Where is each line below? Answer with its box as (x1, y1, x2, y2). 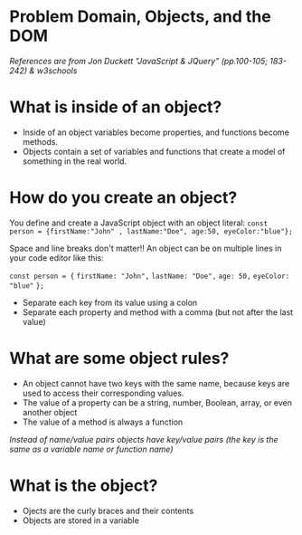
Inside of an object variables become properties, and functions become (22, 127, 289, 138)
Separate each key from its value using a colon (22, 297, 198, 308)
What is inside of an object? (9, 97, 222, 118)
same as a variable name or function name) (9, 444, 174, 454)
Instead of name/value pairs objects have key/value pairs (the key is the (9, 434, 278, 444)
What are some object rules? (9, 349, 230, 368)
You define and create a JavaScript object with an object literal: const (9, 217, 269, 228)
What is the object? (9, 475, 158, 495)
